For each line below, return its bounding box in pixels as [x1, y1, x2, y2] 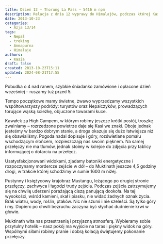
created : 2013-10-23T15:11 [5, 66, 60, 71]
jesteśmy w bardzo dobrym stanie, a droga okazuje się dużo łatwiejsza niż [5, 128, 154, 134]
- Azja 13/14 [9, 25, 36, 30]
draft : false [5, 61, 32, 66]
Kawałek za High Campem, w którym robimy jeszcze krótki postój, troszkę [5, 117, 153, 124]
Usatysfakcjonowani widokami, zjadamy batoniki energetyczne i [5, 158, 133, 164]
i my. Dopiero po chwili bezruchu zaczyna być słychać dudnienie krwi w [5, 203, 149, 209]
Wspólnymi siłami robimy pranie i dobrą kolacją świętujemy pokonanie [5, 228, 145, 234]
